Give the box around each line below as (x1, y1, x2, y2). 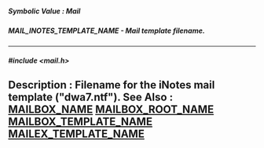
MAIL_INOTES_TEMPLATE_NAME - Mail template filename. (8, 26, 206, 35)
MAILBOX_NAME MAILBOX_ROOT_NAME (8, 103, 214, 117)
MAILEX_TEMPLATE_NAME (8, 128, 145, 141)
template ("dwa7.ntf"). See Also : (8, 91, 174, 104)
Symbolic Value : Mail (8, 6, 81, 16)
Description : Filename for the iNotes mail (8, 78, 215, 92)
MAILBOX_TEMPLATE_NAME (8, 115, 153, 128)
